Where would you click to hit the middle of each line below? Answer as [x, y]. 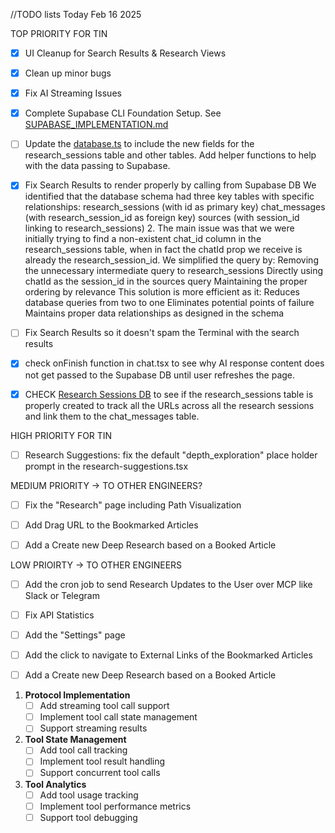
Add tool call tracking [83, 750]
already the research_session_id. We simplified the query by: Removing [171, 260]
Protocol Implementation [77, 695]
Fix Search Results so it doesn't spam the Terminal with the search [162, 333]
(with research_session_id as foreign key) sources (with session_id [162, 218]
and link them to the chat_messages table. [112, 416]
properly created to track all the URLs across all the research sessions [169, 405]
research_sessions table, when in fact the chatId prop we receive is [163, 250]
